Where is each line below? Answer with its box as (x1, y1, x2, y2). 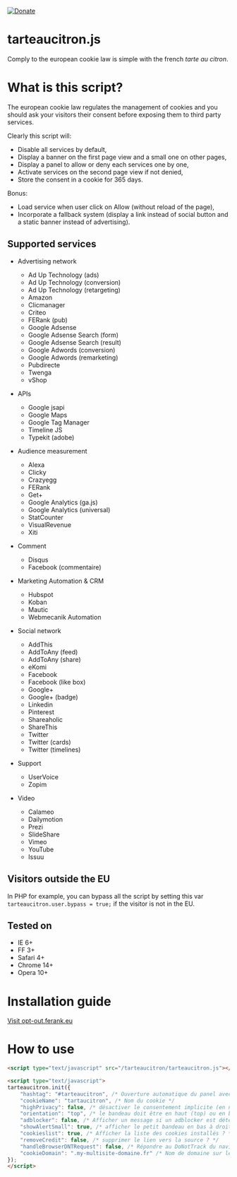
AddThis (28, 640, 53, 649)
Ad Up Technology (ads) (28, 271, 99, 279)
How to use (7, 1041, 75, 1058)
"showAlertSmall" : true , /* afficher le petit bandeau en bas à (20, 1123, 213, 1130)
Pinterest (28, 707, 54, 716)
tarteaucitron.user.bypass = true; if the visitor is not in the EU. (7, 899, 195, 908)
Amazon (28, 293, 53, 302)
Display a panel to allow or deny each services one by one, (17, 160, 189, 169)
